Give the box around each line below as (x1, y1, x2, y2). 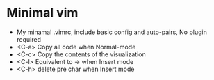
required (16, 35, 42, 43)
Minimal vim (6, 5, 79, 21)
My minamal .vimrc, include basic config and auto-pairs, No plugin (16, 28, 208, 36)
